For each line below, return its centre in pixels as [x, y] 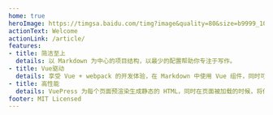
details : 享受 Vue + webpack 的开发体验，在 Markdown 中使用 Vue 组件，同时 [138, 76]
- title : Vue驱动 [37, 69]
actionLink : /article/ [47, 38]
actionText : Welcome [43, 31]
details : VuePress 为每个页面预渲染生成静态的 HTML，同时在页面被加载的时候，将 [139, 91]
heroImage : [27, 23]
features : [25, 46]
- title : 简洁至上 [37, 53]
